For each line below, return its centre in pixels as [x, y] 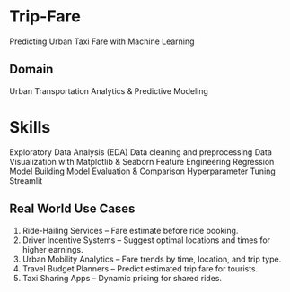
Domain [31, 69]
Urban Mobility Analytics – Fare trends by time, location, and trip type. [152, 259]
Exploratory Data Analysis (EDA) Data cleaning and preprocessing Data [141, 152]
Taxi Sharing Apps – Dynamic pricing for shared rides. [122, 278]
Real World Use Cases [72, 209]
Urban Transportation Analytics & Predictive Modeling [109, 90]
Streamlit [26, 180]
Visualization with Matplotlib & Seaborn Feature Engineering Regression [142, 161]
